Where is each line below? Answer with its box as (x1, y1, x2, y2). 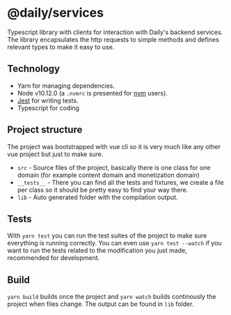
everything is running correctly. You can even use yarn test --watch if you (7, 239, 222, 247)
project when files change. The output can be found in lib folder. (7, 300, 194, 308)
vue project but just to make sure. (7, 150, 104, 158)
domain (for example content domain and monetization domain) (17, 171, 200, 179)
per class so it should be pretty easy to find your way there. (17, 185, 189, 194)
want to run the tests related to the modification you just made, (7, 246, 188, 255)
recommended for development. (7, 254, 100, 262)
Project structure (7, 124, 83, 136)
